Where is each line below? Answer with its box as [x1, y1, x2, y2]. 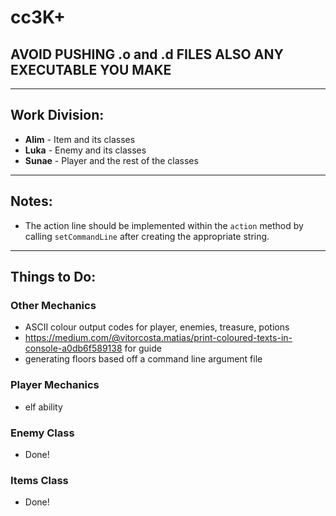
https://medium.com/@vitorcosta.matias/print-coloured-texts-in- [24, 332, 293, 344]
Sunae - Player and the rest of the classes [24, 154, 199, 166]
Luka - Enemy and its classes [24, 144, 147, 156]
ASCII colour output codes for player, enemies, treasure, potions [24, 321, 290, 333]
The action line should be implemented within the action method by [24, 219, 304, 231]
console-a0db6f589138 [24, 342, 123, 355]
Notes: [10, 193, 53, 210]
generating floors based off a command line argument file [24, 353, 263, 365]
